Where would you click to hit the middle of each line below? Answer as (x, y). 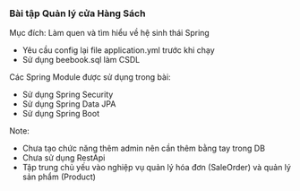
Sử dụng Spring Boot (61, 114)
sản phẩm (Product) (59, 177)
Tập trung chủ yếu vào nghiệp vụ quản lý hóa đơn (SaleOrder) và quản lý (156, 168)
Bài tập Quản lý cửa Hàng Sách (77, 13)
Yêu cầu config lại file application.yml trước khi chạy (118, 50)
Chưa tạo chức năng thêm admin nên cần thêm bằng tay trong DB (144, 148)
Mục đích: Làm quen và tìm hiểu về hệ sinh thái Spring (110, 33)
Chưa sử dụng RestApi (64, 158)
